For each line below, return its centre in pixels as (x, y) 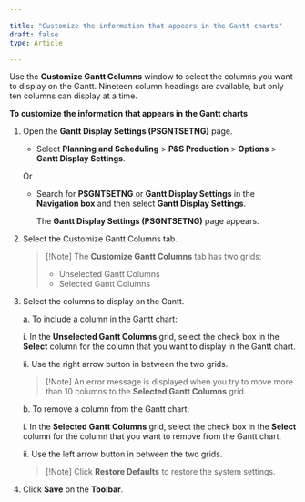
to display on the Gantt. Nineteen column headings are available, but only (147, 87)
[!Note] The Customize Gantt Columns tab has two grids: (153, 257)
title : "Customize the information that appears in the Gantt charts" (146, 26)
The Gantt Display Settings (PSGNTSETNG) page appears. (147, 221)
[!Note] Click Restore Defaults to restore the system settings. (160, 472)
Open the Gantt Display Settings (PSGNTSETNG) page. (128, 131)
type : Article (36, 43)
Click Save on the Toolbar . (73, 489)
